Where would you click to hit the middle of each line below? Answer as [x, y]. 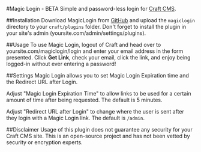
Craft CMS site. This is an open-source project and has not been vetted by [98, 136]
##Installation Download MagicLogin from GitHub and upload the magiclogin [100, 20]
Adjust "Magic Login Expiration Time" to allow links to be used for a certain [99, 93]
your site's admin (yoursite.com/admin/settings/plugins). [76, 33]
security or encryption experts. [44, 142]
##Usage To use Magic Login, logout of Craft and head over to [84, 45]
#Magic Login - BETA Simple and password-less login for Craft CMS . [91, 9]
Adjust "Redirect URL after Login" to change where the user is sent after [95, 111]
